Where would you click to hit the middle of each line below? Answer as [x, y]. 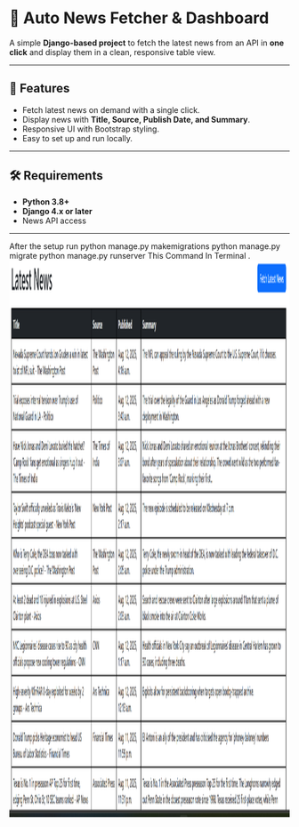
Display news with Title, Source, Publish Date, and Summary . [136, 119]
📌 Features [40, 88]
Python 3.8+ [45, 201]
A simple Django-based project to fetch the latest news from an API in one [147, 43]
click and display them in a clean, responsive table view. [113, 52]
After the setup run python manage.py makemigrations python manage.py [145, 246]
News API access [54, 221]
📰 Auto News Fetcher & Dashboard [139, 18]
